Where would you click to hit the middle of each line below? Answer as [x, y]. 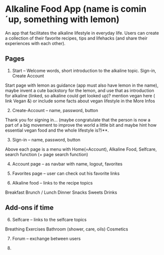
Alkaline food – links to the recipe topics [52, 183]
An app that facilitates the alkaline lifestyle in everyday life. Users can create [82, 33]
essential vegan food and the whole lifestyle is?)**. [57, 130]
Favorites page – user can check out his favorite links [66, 173]
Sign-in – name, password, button [46, 139]
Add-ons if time [29, 208]
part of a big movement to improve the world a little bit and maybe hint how [81, 125]
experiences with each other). [35, 43]
